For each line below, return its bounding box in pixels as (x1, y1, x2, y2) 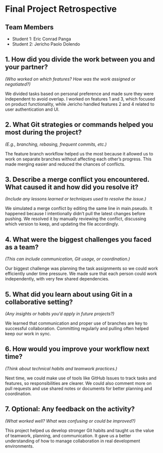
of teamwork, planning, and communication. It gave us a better (5, 432, 131, 438)
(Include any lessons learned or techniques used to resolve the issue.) (5, 196, 146, 202)
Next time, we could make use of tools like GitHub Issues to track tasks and (5, 375, 157, 381)
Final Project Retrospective (5, 3, 117, 15)
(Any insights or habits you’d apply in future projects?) (5, 311, 115, 317)
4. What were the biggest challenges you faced (5, 235, 152, 244)
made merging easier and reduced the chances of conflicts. (5, 161, 125, 167)
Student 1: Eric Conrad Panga (12, 36, 72, 42)
